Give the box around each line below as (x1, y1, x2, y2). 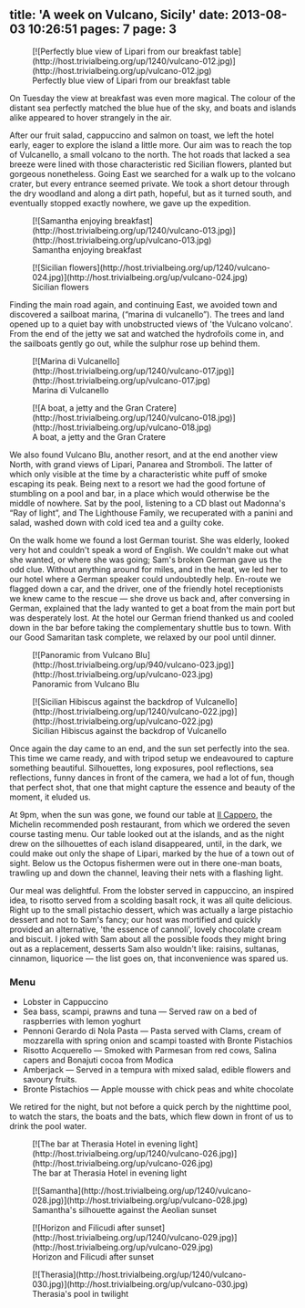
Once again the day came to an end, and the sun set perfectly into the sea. (9, 743, 290, 754)
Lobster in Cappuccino (22, 997, 109, 1008)
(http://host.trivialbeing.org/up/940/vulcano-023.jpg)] (32, 659, 235, 670)
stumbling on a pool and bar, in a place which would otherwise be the (9, 487, 270, 498)
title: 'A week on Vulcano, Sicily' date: (9, 7, 229, 23)
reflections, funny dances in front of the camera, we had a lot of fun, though (9, 771, 295, 783)
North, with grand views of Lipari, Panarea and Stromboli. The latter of (9, 458, 273, 469)
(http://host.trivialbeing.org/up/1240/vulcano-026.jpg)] (32, 1148, 238, 1159)
